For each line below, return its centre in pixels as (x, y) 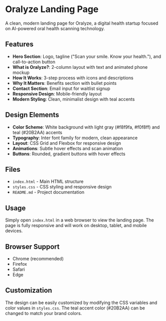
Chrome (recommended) (38, 259)
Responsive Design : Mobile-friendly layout (57, 93)
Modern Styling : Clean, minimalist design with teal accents (73, 99)
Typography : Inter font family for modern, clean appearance (75, 138)
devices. (14, 231)
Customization (29, 291)
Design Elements (32, 115)
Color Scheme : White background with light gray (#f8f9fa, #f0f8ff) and (86, 127)
